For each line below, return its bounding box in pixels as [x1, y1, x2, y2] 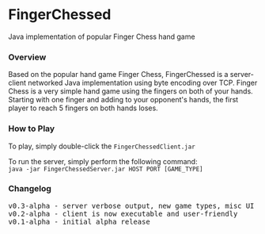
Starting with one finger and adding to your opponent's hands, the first [8, 95, 239, 105]
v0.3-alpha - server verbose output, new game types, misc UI [8, 201, 255, 210]
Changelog [8, 183, 51, 194]
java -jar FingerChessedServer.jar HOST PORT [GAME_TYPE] [8, 165, 203, 173]
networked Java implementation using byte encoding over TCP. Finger [27, 78, 258, 88]
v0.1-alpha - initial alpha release [8, 217, 150, 226]
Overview [8, 52, 47, 63]
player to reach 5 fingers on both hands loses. [8, 103, 158, 113]
